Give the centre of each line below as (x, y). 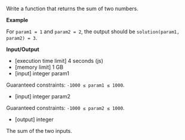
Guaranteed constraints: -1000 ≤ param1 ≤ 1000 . (65, 85)
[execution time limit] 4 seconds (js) (59, 61)
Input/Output (23, 49)
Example (17, 20)
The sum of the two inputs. (39, 131)
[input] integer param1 (42, 73)
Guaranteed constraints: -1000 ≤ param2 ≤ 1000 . (65, 108)
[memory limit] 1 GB (39, 67)
